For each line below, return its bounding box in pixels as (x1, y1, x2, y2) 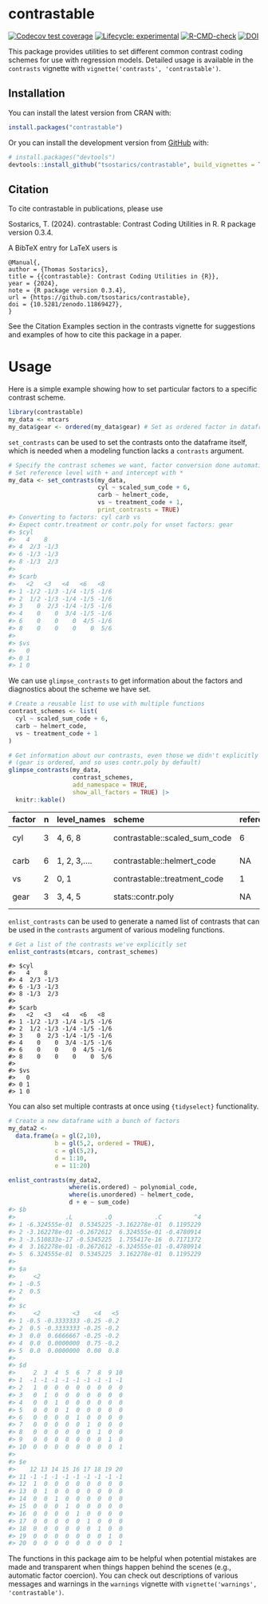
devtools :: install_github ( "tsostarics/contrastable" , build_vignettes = (8, 160, 255, 168)
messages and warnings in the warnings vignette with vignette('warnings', (8, 1579, 258, 1589)
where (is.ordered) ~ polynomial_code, (69, 1184, 198, 1192)
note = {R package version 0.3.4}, (8, 286, 127, 295)
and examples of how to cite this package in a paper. (8, 330, 182, 340)
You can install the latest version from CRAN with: (8, 108, 171, 117)
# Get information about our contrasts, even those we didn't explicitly (8, 751, 259, 759)
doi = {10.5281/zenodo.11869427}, (8, 301, 124, 309)
